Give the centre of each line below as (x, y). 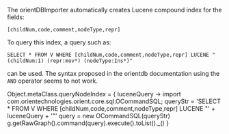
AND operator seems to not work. (52, 81)
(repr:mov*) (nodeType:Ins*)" (90, 61)
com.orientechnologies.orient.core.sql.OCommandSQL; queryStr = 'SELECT (114, 101)
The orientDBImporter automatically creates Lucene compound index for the (114, 10)
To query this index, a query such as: (59, 42)
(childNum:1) (26, 61)
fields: (16, 17)
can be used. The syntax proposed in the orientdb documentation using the (113, 73)
